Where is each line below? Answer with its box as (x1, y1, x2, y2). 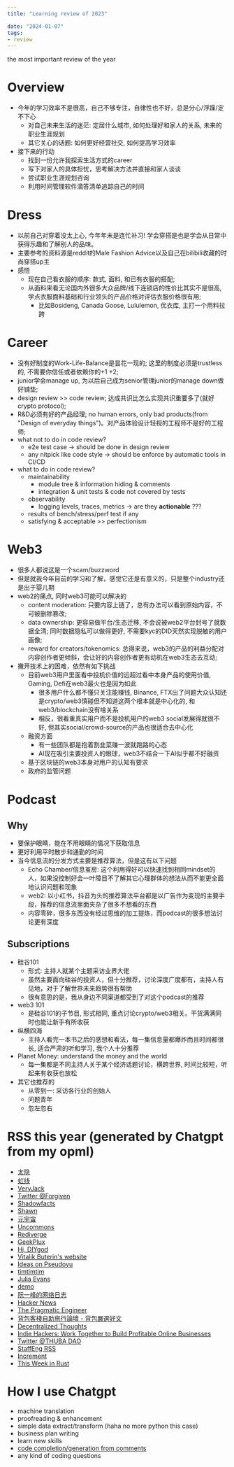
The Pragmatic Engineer (17, 1305, 87, 1314)
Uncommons (17, 1222, 54, 1231)
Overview (7, 80, 65, 95)
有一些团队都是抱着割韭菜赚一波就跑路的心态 (38, 741, 168, 749)
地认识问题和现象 (27, 883, 78, 891)
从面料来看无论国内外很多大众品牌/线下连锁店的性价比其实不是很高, (27, 284, 222, 292)
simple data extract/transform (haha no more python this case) (17, 1422, 198, 1430)
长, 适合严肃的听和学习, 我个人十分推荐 (27, 1044, 140, 1052)
